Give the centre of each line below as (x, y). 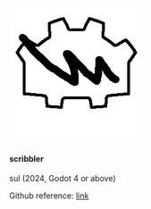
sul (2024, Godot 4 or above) (63, 179)
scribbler (27, 158)
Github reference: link (49, 196)
